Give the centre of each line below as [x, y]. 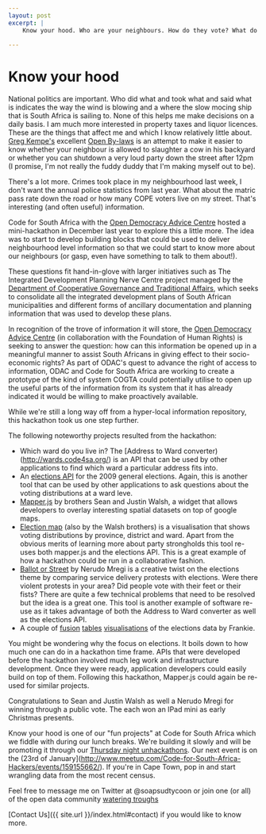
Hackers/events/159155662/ [54, 767]
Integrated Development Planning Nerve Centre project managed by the [126, 280]
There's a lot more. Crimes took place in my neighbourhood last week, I [125, 182]
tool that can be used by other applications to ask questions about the [134, 485]
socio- [239, 355]
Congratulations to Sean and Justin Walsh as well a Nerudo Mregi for [121, 701]
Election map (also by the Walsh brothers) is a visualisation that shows [135, 527]
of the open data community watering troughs [83, 799]
